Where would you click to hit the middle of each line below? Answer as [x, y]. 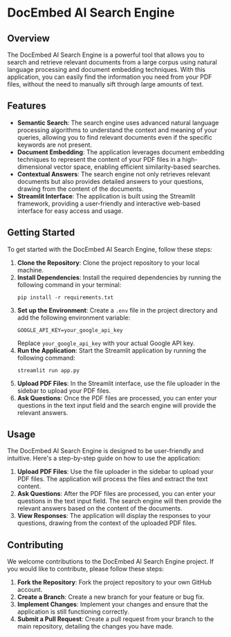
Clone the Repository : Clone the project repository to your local [108, 262]
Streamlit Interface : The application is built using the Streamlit [106, 196]
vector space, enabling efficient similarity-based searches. [137, 167]
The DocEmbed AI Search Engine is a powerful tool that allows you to [106, 55]
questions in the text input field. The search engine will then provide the [119, 501]
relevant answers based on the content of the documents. [100, 508]
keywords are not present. [54, 145]
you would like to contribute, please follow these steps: [86, 569]
